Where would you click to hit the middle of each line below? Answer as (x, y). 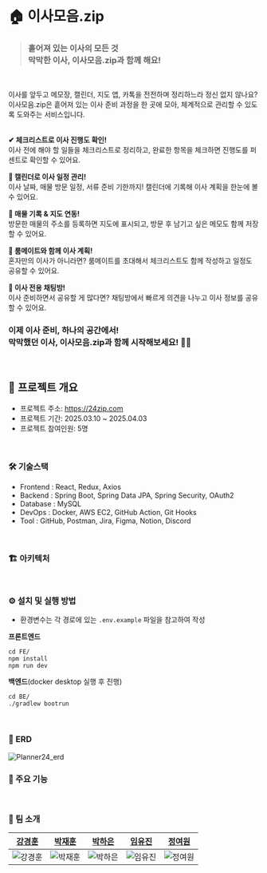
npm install (28, 659)
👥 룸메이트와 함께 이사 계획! (51, 251)
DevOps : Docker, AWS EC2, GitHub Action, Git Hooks (108, 512)
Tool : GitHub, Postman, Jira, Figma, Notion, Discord (105, 521)
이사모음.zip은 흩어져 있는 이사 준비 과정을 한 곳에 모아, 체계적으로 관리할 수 (126, 105)
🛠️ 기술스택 (29, 466)
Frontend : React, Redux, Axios (71, 486)
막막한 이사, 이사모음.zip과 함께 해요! (94, 61)
